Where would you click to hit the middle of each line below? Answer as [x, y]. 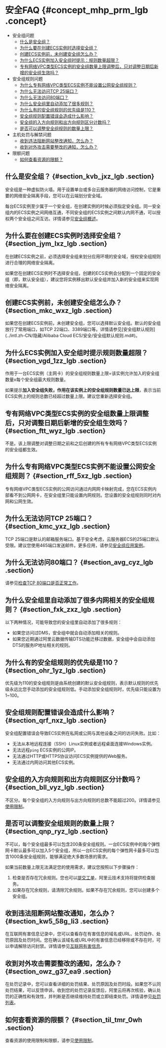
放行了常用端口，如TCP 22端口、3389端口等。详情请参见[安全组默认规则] [80, 329]
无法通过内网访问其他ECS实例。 [45, 762]
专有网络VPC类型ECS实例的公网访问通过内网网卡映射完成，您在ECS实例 [79, 489]
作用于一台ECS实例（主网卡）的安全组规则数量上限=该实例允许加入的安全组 [82, 373]
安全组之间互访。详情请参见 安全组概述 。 [59, 218]
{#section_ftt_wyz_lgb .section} [56, 431]
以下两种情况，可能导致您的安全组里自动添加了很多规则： [63, 622]
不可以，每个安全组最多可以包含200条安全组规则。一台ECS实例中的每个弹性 [83, 844]
